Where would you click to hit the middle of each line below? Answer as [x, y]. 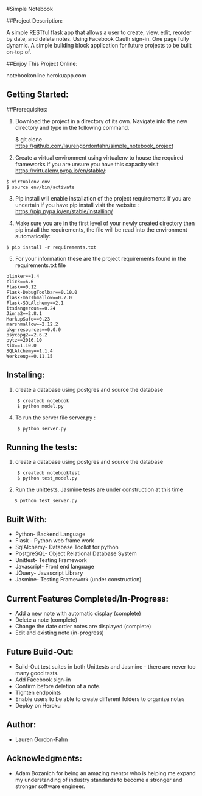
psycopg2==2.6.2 [27, 335]
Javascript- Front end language [54, 567]
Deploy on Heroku [38, 705]
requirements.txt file [40, 265]
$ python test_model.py [47, 478]
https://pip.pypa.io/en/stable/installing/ [64, 211]
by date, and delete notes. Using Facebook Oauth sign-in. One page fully [98, 39]
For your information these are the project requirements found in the [101, 258]
